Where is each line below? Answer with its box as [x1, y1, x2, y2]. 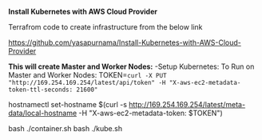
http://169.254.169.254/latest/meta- [129, 100, 246, 109]
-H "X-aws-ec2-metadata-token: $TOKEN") [78, 108, 224, 118]
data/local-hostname [8, 108, 77, 118]
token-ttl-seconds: [8, 86, 73, 94]
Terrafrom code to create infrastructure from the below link [8, 22, 203, 31]
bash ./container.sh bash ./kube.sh [8, 124, 122, 133]
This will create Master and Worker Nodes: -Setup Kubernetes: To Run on [8, 62, 255, 71]
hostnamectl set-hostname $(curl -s [8, 100, 128, 109]
